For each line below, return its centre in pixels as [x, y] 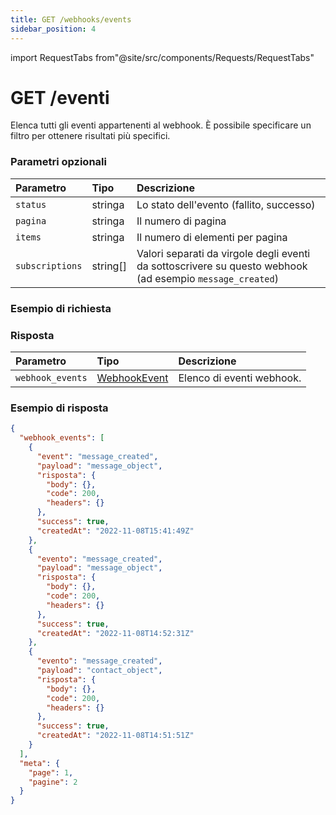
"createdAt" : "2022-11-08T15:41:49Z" [115, 531]
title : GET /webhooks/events [71, 19]
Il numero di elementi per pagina [212, 237]
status [31, 204]
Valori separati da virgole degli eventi [223, 253]
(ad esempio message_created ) [207, 278]
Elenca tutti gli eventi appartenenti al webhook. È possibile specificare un [161, 125]
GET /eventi [60, 97]
